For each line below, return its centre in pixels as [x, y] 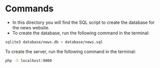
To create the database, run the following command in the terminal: [81, 33]
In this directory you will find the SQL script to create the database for [83, 22]
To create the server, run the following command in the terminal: [71, 51]
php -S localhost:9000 [28, 61]
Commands [29, 9]
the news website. [31, 27]
